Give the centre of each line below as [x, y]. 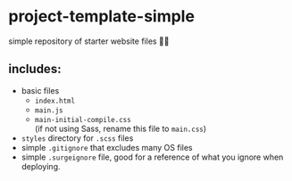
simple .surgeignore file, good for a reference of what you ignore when [152, 157]
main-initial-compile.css [83, 119]
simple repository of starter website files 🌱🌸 [89, 41]
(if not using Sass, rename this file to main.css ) [121, 128]
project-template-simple [102, 16]
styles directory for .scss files [77, 138]
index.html [55, 101]
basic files [40, 90]
